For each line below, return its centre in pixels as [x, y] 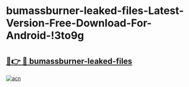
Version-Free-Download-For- [79, 23]
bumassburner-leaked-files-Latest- [95, 11]
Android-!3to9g [45, 36]
